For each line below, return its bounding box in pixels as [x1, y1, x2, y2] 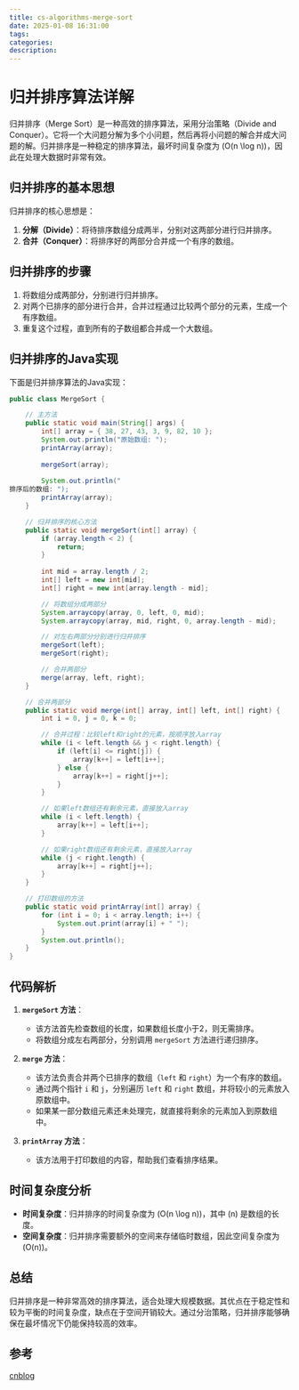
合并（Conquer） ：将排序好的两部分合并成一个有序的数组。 [21, 235, 239, 246]
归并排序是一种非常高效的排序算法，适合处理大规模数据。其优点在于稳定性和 [9, 1296, 290, 1306]
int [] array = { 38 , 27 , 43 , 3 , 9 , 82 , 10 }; [41, 427, 214, 436]
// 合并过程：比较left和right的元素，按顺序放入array [41, 731, 222, 739]
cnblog [9, 1370, 36, 1381]
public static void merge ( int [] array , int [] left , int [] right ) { [25, 706, 281, 715]
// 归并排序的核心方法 [25, 517, 98, 526]
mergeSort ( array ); [41, 460, 109, 469]
